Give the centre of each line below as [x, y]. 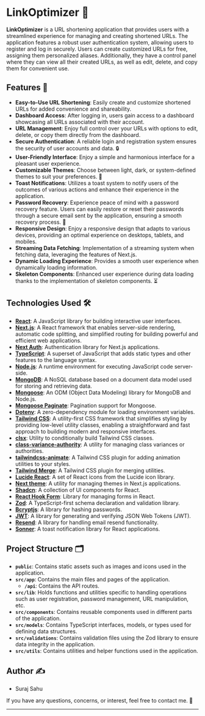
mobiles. [26, 242]
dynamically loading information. [56, 267]
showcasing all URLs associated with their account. [80, 122]
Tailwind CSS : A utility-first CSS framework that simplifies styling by [101, 418]
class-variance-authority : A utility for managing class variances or [100, 444]
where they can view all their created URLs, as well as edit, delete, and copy [102, 62]
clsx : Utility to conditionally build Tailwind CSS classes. [85, 438]
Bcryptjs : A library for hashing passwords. [69, 509]
